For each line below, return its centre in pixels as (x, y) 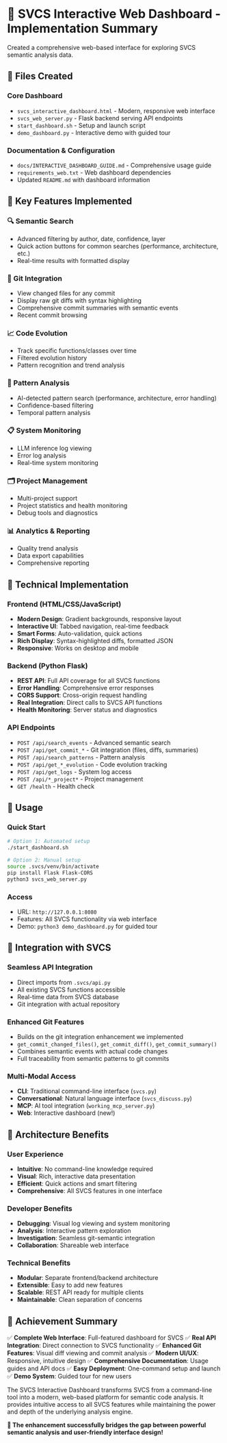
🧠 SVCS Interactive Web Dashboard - (114, 14)
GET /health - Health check (55, 786)
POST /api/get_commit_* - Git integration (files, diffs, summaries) (108, 750)
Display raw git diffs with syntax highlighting (79, 300)
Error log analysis (42, 455)
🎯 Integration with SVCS (59, 948)
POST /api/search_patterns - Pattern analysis (81, 757)
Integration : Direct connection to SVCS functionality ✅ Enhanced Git (104, 1346)
